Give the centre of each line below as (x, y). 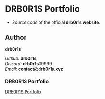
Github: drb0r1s (21, 58)
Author (16, 37)
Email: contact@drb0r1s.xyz (34, 69)
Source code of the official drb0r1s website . (56, 22)
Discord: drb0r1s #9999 (28, 63)
